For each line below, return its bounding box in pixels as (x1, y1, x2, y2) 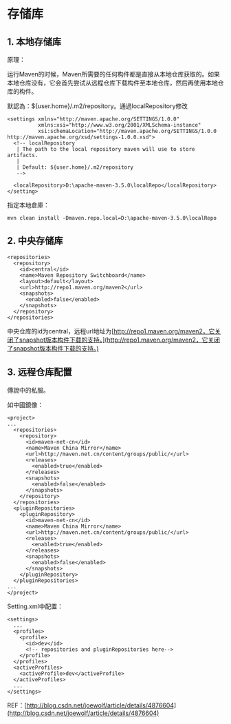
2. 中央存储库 (7, 235, 63, 247)
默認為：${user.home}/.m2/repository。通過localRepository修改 (7, 102, 188, 110)
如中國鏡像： (7, 400, 43, 408)
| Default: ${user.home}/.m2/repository (16, 164, 134, 171)
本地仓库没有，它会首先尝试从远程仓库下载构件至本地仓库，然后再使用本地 (7, 79, 218, 87)
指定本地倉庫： (7, 201, 49, 209)
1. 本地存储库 (7, 36, 62, 48)
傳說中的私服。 (7, 386, 49, 394)
